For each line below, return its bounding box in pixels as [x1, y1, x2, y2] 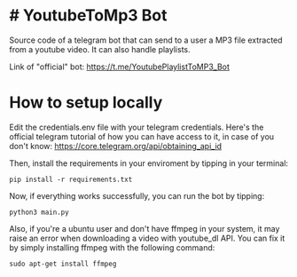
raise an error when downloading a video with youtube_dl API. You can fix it [9, 233, 285, 243]
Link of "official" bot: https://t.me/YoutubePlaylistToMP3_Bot [9, 61, 231, 72]
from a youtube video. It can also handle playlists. [9, 44, 191, 54]
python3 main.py [9, 208, 69, 217]
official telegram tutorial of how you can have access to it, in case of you [9, 131, 275, 142]
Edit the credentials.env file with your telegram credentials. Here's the [9, 122, 264, 132]
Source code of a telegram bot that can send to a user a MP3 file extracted [9, 35, 283, 45]
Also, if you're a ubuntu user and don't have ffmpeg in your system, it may [9, 223, 280, 233]
